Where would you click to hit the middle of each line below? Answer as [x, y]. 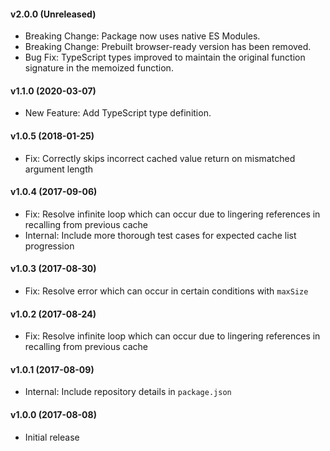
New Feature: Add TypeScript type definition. [118, 113]
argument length [59, 169]
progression [49, 246]
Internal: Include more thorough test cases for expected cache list [160, 235]
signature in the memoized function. [99, 68]
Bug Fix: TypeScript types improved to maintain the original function [165, 57]
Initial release [52, 437]
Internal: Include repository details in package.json [128, 392]
